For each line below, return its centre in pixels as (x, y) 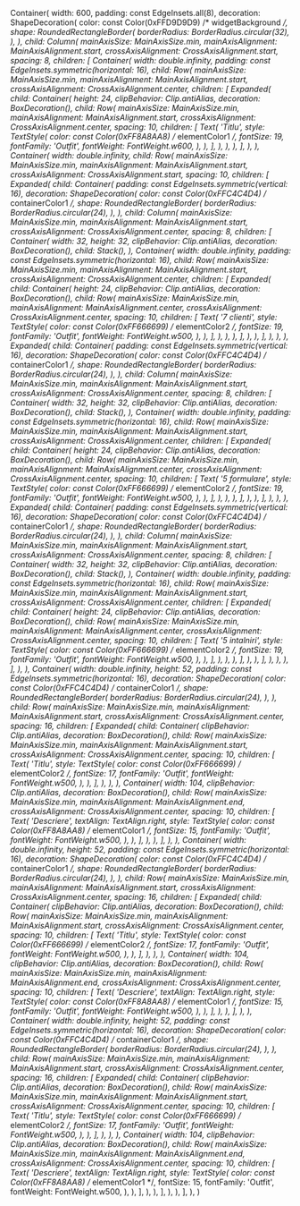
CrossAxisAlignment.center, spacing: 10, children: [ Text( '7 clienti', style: (144, 317)
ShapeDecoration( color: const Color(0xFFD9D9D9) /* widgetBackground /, (149, 22)
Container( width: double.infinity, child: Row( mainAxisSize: (119, 155)
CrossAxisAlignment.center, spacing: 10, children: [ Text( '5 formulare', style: (151, 479)
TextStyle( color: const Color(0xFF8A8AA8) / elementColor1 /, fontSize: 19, (147, 136)
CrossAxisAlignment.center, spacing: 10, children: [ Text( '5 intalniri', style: (147, 640)
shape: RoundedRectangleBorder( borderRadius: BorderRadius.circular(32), (150, 32)
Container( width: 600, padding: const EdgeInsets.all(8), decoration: (136, 13)
